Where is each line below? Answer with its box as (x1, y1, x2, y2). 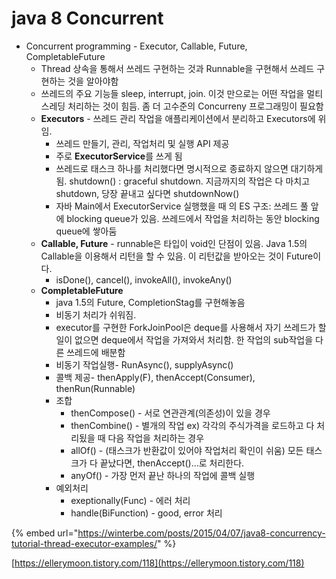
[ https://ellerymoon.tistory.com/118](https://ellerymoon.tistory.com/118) (11, 557, 305, 569)
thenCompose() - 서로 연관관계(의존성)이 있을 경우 (70, 407, 271, 419)
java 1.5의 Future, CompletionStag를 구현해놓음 (55, 296, 246, 308)
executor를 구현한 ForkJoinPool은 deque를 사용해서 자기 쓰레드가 (55, 321, 316, 333)
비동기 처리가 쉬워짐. (55, 308, 137, 321)
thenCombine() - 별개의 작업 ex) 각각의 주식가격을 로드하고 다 (70, 419, 315, 431)
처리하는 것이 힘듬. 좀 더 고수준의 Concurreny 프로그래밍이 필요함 (67, 100, 324, 112)
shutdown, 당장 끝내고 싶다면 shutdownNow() (55, 187, 240, 199)
